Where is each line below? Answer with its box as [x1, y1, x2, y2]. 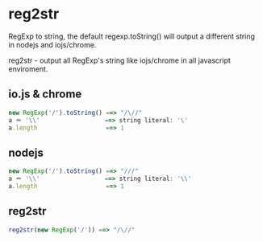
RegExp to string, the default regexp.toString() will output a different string [8, 31, 256, 41]
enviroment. [8, 64, 48, 73]
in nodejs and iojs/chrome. [8, 39, 97, 49]
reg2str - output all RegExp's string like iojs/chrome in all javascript [8, 55, 232, 65]
